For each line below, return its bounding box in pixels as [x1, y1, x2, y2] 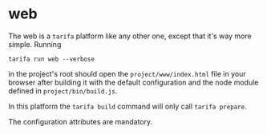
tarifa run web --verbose [8, 55, 95, 63]
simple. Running [8, 39, 62, 49]
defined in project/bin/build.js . [8, 85, 118, 96]
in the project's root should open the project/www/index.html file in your [8, 69, 246, 78]
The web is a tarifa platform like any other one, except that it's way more [8, 31, 252, 41]
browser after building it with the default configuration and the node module [8, 77, 259, 87]
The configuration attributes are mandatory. [8, 116, 153, 126]
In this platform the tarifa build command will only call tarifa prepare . [8, 101, 247, 111]
